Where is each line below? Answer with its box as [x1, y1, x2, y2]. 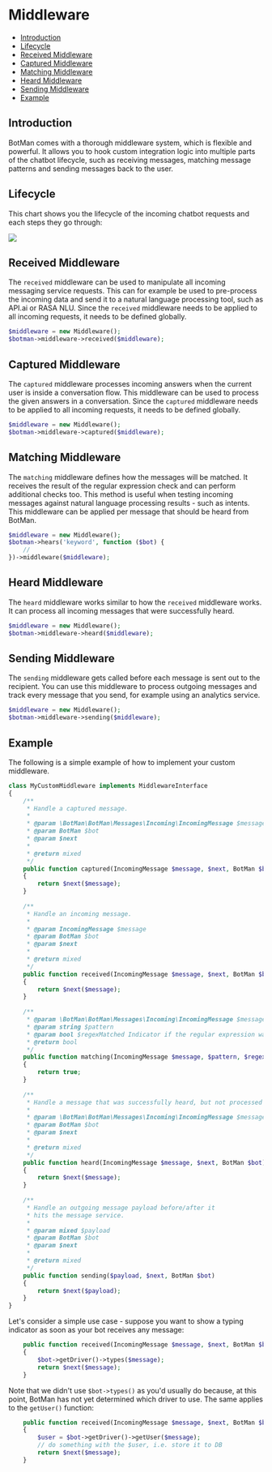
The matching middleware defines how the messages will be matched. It [8, 472, 249, 481]
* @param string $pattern [26, 1023, 114, 1031]
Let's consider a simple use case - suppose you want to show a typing [8, 1316, 244, 1326]
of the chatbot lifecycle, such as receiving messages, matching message [8, 155, 252, 165]
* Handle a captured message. [26, 804, 129, 812]
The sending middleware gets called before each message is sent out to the [8, 673, 261, 683]
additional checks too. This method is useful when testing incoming [8, 489, 233, 499]
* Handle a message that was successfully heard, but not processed [26, 1098, 263, 1106]
